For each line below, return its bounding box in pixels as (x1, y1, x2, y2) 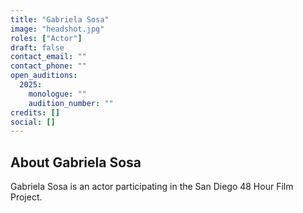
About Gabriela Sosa (10, 154, 142, 171)
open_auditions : (10, 71, 78, 81)
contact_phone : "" (10, 61, 87, 71)
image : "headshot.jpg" (10, 24, 105, 34)
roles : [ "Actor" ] (10, 33, 83, 43)
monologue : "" (28, 89, 87, 99)
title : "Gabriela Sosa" (10, 14, 110, 25)
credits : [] (10, 107, 60, 118)
